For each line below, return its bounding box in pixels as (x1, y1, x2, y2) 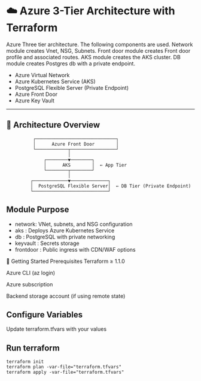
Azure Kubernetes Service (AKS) (14, 78, 96, 85)
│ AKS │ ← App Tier (44, 162, 127, 168)
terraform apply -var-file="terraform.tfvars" (6, 369, 124, 376)
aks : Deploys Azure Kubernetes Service (14, 226, 115, 234)
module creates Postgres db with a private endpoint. (6, 60, 136, 67)
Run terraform (6, 343, 60, 353)
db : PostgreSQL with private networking (14, 233, 115, 240)
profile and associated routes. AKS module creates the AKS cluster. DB (6, 53, 181, 61)
